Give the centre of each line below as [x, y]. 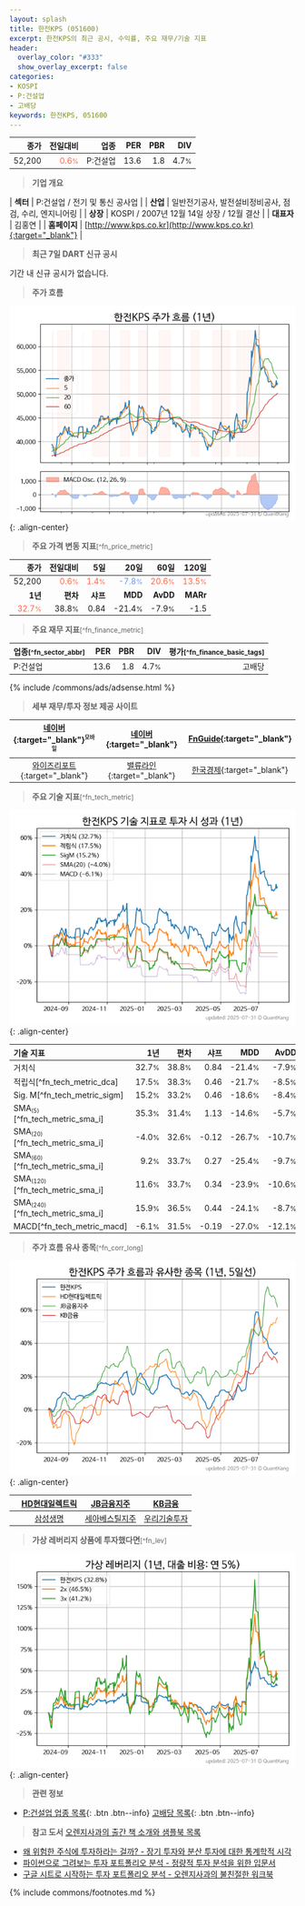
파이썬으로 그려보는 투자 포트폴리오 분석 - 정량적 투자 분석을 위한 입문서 [149, 1863]
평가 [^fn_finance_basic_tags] [217, 651]
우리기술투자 [166, 1518]
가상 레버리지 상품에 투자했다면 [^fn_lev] [99, 1540]
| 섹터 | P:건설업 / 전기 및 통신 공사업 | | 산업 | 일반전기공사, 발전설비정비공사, [145, 202]
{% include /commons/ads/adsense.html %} [92, 687]
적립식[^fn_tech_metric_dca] [66, 1082]
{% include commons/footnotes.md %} [83, 1892]
